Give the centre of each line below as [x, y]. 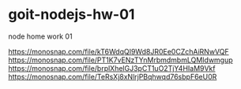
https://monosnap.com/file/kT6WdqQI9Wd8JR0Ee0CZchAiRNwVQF [119, 51]
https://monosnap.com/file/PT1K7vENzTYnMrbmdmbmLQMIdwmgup [120, 60]
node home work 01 [40, 36]
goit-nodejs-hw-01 [72, 15]
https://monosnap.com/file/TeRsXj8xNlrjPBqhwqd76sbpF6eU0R [113, 76]
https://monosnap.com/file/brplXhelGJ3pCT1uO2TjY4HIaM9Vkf [112, 68]
